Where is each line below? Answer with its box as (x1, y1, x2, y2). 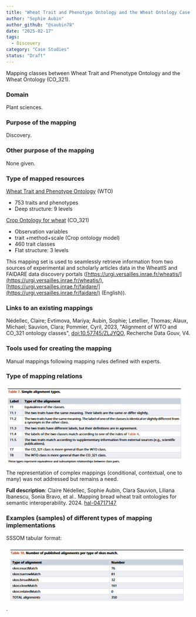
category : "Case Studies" (6, 47, 69, 53)
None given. (6, 160, 36, 167)
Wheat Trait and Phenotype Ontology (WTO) (6, 188, 113, 195)
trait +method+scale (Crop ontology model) (14, 234, 120, 241)
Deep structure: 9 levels (14, 205, 73, 212)
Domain (6, 90, 29, 99)
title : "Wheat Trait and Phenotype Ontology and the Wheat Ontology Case (6, 9, 191, 15)
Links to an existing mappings (6, 304, 93, 312)
